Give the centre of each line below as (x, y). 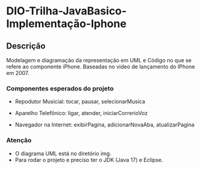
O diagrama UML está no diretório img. (63, 153)
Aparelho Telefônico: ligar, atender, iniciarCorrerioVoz (81, 113)
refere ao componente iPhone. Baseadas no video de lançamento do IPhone (101, 67)
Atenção (19, 140)
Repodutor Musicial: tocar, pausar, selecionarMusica (80, 102)
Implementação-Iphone (66, 24)
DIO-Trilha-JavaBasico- (66, 11)
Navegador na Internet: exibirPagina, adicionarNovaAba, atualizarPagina (104, 125)
